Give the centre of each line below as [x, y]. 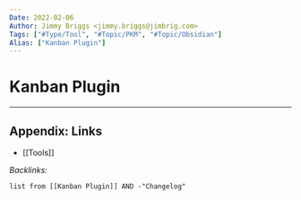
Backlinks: [28, 170]
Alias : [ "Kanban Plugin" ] [57, 43]
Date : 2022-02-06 [42, 17]
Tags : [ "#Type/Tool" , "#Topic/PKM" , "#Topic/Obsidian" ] [116, 34]
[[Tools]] [38, 152]
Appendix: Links [56, 131]
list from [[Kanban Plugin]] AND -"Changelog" [98, 187]
